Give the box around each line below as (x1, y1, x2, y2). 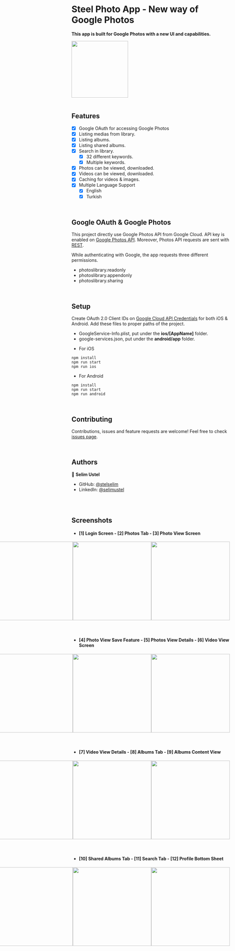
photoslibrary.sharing (78, 278, 123, 284)
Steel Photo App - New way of (71, 4, 199, 15)
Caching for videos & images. (78, 176, 140, 182)
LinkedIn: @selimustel (78, 486, 125, 492)
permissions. (71, 257, 98, 263)
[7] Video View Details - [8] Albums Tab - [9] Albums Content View (78, 749, 221, 755)
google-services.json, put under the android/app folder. (78, 336, 195, 342)
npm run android (71, 392, 105, 397)
